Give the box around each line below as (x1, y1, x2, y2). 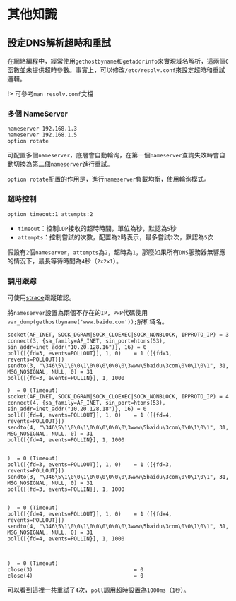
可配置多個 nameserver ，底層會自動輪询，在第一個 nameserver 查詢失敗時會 (7, 151, 220, 160)
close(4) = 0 (7, 572, 143, 579)
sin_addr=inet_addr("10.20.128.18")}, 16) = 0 (7, 405, 147, 412)
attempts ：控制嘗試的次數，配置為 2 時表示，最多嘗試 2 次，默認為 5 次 (17, 232, 214, 241)
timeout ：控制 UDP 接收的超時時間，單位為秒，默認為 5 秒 (17, 224, 177, 232)
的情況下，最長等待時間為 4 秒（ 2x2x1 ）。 (7, 256, 122, 265)
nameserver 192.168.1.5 (7, 131, 78, 138)
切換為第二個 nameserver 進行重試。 (13, 160, 114, 168)
